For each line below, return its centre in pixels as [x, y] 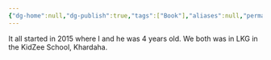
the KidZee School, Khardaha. [58, 47]
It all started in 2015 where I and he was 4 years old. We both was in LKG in [133, 38]
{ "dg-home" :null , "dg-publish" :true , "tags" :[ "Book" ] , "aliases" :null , [126, 16]
